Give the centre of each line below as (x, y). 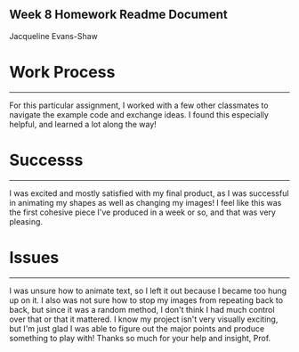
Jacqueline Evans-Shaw (53, 36)
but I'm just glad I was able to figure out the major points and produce (137, 328)
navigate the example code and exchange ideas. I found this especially (139, 114)
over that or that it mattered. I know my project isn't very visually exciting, (144, 319)
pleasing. (26, 221)
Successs (46, 160)
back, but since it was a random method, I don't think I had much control (142, 309)
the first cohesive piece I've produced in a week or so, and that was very (142, 212)
